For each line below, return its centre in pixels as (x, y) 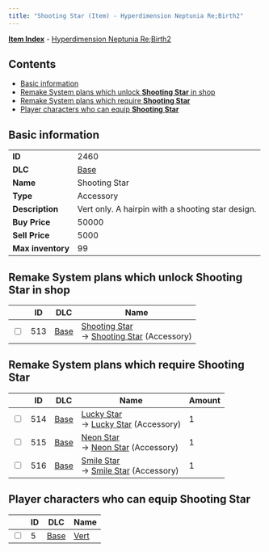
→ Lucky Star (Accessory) (131, 423)
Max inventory (41, 249)
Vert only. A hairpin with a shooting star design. (167, 209)
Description (36, 209)
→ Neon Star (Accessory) (130, 447)
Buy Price (32, 222)
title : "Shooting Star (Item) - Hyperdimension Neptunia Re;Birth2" (126, 16)
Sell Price (31, 235)
